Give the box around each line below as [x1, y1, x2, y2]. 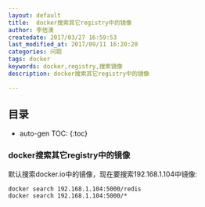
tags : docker [8, 56, 51, 64]
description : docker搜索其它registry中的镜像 [8, 70, 150, 78]
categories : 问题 [8, 48, 63, 56]
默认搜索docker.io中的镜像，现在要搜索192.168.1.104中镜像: [8, 169, 198, 179]
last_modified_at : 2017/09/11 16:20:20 [8, 41, 138, 49]
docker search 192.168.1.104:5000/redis [8, 185, 142, 193]
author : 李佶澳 [8, 26, 54, 34]
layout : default [8, 11, 61, 20]
